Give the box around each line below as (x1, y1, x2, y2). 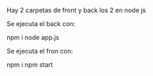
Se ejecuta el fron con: (6, 47, 73, 55)
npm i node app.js (6, 33, 60, 42)
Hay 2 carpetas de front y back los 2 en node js (6, 6, 147, 14)
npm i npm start (6, 61, 53, 69)
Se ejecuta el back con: (6, 20, 75, 27)
